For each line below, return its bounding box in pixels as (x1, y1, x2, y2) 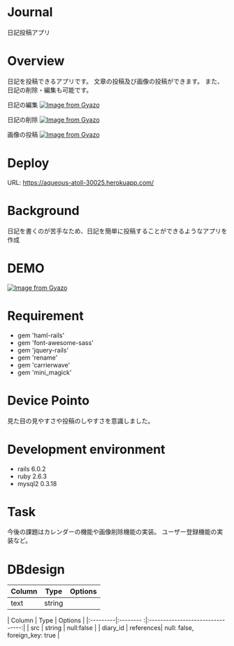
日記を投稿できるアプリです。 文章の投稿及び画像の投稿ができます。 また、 (7, 77, 224, 85)
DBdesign (7, 561, 65, 577)
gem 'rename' (17, 353, 58, 362)
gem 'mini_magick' (17, 368, 72, 376)
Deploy (7, 155, 50, 171)
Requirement (7, 308, 84, 323)
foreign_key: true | (7, 631, 60, 640)
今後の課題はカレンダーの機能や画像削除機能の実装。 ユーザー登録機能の (7, 528, 217, 536)
